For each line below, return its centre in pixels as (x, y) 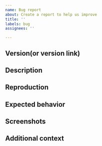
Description (24, 70)
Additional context (34, 138)
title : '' (15, 19)
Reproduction (27, 88)
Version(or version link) (43, 53)
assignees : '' (20, 29)
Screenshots (25, 122)
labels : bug (17, 24)
